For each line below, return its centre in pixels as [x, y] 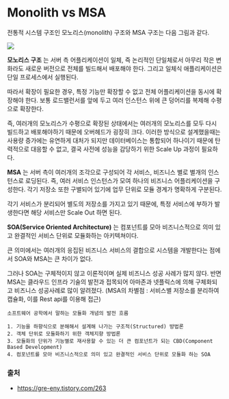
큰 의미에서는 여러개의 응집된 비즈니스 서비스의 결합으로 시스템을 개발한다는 [108, 250]
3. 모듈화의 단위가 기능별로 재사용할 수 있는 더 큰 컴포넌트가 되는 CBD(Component [110, 341]
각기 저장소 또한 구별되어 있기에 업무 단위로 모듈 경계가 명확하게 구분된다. [124, 189]
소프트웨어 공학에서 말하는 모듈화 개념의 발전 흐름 [68, 313]
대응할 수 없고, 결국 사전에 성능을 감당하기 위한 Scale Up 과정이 [115, 149]
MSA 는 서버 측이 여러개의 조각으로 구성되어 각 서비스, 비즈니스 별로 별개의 [107, 172]
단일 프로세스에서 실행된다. [43, 77]
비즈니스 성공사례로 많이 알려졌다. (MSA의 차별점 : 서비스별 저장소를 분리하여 [117, 290]
